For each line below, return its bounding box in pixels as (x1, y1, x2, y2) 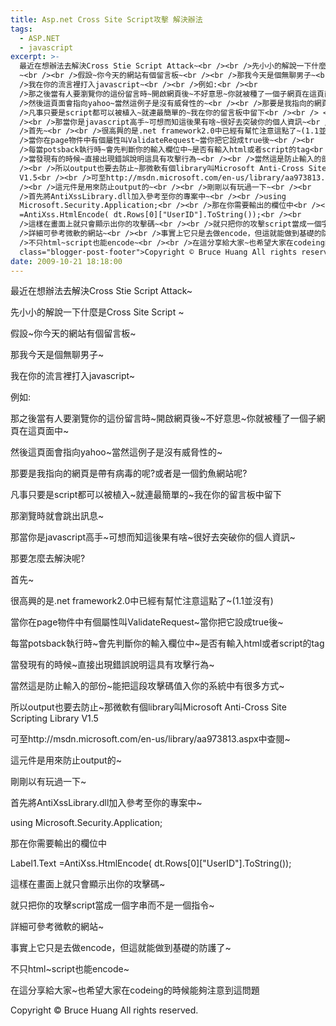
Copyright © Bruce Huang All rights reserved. (10, 1004, 199, 1016)
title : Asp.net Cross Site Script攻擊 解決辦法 (10, 14, 203, 25)
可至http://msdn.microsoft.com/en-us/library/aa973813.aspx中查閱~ (10, 733, 291, 745)
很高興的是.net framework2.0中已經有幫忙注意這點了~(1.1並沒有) (10, 595, 274, 607)
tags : (10, 24, 33, 34)
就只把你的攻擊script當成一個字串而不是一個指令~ (10, 899, 215, 911)
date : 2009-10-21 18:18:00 (10, 256, 123, 266)
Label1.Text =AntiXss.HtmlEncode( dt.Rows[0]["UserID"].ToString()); (10, 857, 292, 870)
